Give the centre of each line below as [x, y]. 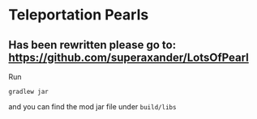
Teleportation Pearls [79, 15]
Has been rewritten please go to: [92, 45]
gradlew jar [28, 91]
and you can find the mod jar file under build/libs [92, 106]
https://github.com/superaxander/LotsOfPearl [128, 57]
